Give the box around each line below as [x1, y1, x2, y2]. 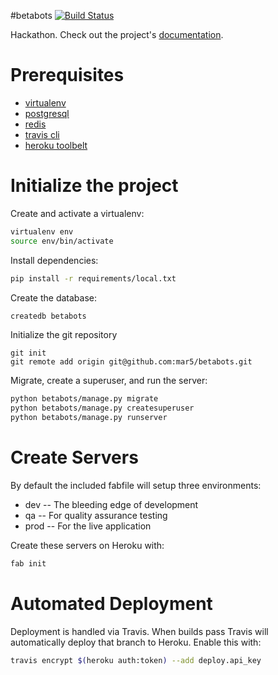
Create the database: [10, 291, 98, 304]
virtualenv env [10, 226, 74, 237]
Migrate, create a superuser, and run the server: [10, 375, 208, 387]
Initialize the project [10, 175, 179, 197]
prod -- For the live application [24, 520, 152, 532]
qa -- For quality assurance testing [24, 509, 168, 521]
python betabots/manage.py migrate [10, 394, 159, 404]
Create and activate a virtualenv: [10, 207, 145, 219]
